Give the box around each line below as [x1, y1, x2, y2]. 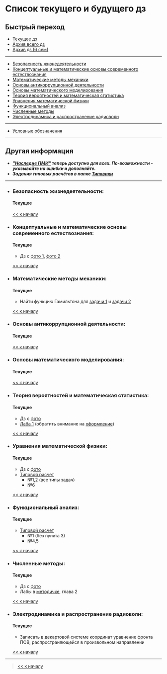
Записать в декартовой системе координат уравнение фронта [19, 634, 153, 640]
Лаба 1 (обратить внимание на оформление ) [19, 421, 114, 426]
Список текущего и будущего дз [5, 3, 146, 14]
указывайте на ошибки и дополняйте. [12, 165, 96, 171]
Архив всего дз [12, 41, 45, 47]
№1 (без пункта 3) [27, 532, 66, 538]
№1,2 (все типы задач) [27, 477, 75, 483]
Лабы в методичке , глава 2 [19, 589, 78, 594]
